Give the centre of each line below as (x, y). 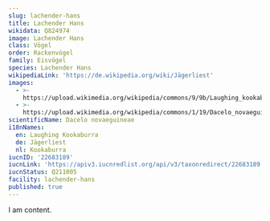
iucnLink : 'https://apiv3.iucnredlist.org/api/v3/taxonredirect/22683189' (136, 165)
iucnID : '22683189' (41, 157)
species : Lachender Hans (50, 68)
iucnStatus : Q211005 (43, 172)
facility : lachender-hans (51, 180)
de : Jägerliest (41, 142)
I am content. (30, 210)
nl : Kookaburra (41, 150)
